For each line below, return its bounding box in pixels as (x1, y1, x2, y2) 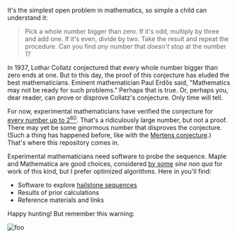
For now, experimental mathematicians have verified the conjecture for (7, 107, 214, 115)
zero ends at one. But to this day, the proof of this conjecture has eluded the (7, 71, 230, 79)
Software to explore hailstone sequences (17, 180, 137, 189)
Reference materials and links (17, 196, 105, 204)
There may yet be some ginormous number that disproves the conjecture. (7, 123, 223, 131)
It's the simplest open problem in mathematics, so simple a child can (7, 6, 207, 14)
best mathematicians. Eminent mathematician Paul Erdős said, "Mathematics (7, 78, 231, 87)
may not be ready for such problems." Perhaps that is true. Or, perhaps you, (7, 86, 229, 94)
